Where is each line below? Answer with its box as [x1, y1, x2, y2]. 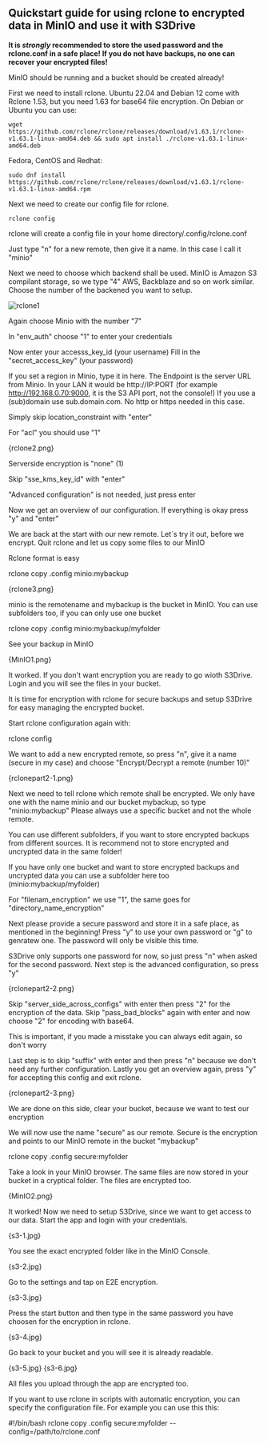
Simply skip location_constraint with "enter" [8, 412, 152, 422]
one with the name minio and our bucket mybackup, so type [8, 797, 206, 806]
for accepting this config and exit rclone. [8, 1072, 142, 1082]
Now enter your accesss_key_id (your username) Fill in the [8, 347, 201, 357]
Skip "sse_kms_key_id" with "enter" [8, 474, 126, 483]
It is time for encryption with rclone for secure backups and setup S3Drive [8, 694, 253, 703]
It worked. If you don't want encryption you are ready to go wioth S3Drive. [8, 670, 253, 679]
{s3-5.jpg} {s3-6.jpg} [8, 1363, 78, 1373]
